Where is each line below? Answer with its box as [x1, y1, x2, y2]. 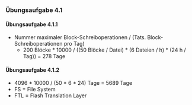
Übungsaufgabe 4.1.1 [5, 21, 58, 28]
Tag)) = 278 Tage [23, 53, 66, 60]
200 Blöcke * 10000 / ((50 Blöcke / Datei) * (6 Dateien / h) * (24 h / [23, 46, 186, 53]
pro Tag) [63, 40, 85, 47]
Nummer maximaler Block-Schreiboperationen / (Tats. [14, 34, 146, 41]
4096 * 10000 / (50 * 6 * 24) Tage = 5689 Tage [14, 79, 133, 87]
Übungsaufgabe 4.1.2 [5, 66, 60, 74]
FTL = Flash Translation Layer [14, 92, 87, 99]
